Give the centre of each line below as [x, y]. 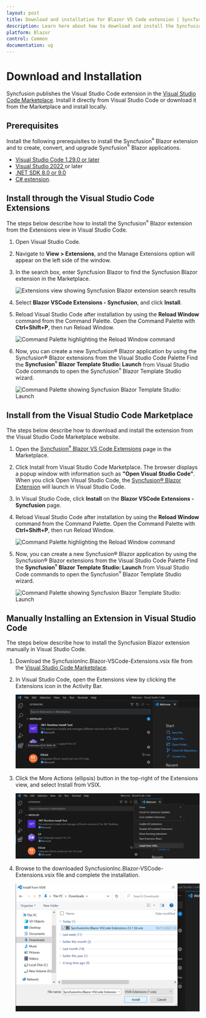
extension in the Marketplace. [53, 278]
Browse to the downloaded [49, 868]
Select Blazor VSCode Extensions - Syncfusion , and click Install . [98, 302]
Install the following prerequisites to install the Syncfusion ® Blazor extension [102, 141]
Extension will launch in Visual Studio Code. [71, 487]
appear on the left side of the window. [63, 260]
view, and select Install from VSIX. [58, 785]
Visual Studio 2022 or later [49, 166]
